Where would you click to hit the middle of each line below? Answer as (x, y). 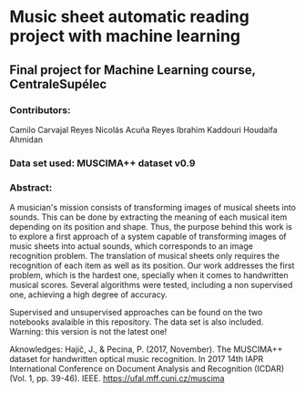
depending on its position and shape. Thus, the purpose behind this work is (151, 227)
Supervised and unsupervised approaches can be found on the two (136, 313)
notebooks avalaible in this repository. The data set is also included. (137, 322)
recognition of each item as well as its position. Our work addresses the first (152, 265)
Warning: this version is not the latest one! (88, 332)
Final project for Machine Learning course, (133, 70)
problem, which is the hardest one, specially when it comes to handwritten (149, 275)
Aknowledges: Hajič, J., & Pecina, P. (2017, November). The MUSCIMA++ (146, 349)
